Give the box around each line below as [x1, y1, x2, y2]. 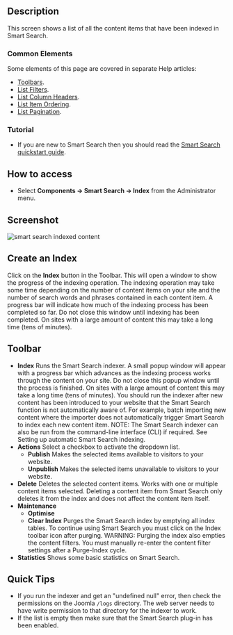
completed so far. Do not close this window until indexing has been [7, 308, 200, 316]
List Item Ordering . [17, 100, 71, 108]
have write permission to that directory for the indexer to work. [17, 607, 197, 615]
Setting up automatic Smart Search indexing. [17, 435, 146, 443]
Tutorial [7, 125, 34, 135]
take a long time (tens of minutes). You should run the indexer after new [17, 390, 223, 399]
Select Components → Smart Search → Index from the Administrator [17, 187, 216, 195]
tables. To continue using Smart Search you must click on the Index [27, 524, 221, 532]
